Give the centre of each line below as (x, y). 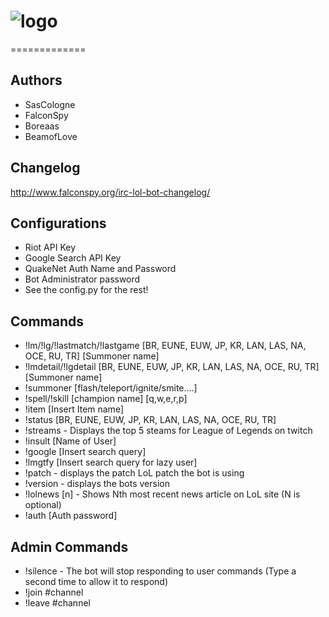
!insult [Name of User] (70, 441)
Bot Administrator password (82, 279)
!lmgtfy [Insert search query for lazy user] (111, 462)
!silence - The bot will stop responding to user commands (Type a (160, 571)
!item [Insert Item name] (74, 409)
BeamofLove (51, 136)
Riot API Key (50, 247)
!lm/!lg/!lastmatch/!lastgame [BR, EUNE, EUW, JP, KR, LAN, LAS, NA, (165, 346)
